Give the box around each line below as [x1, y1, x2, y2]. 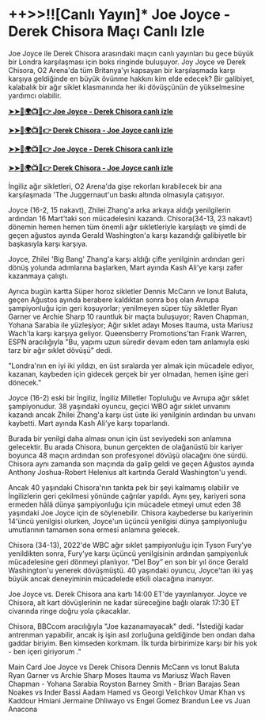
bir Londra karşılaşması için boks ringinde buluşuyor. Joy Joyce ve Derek [8, 57, 247, 67]
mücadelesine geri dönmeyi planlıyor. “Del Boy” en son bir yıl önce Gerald [8, 557, 248, 566]
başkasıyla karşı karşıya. [8, 239, 89, 248]
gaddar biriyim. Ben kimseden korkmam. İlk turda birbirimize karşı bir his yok [8, 638, 258, 648]
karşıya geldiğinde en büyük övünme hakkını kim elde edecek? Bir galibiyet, [8, 74, 255, 83]
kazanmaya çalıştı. [8, 271, 69, 281]
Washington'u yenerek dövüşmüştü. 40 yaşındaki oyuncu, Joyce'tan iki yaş [8, 565, 254, 575]
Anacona [8, 704, 38, 714]
